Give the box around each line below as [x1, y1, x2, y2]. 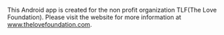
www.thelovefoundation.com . [7, 21, 92, 28]
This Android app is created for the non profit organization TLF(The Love [7, 6, 217, 14]
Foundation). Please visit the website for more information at [7, 13, 182, 21]
